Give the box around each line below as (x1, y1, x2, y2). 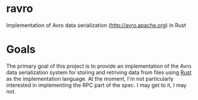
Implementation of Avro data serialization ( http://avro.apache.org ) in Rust (6, 22, 187, 29)
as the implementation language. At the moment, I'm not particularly (6, 75, 174, 82)
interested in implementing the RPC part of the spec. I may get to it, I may (6, 81, 187, 89)
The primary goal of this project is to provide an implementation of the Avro (6, 62, 191, 69)
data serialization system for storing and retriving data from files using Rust (6, 68, 192, 76)
